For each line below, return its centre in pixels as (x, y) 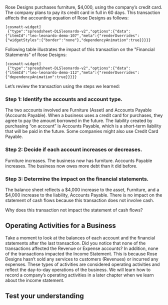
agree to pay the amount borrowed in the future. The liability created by (79, 121)
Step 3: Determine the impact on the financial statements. (77, 178)
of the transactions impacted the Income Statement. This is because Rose (81, 253)
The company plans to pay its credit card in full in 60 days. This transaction (83, 12)
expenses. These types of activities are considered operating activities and (82, 264)
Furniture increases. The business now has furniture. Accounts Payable (79, 160)
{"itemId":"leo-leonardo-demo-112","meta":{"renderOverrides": (72, 72)
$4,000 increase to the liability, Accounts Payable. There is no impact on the (84, 195)
